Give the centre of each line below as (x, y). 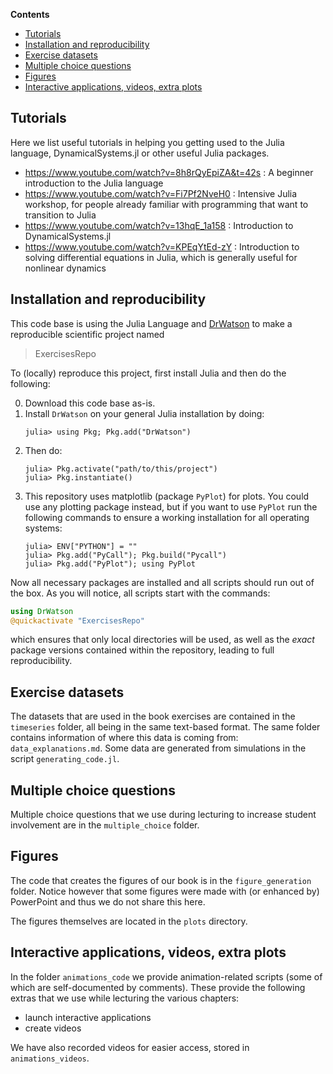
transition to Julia (60, 215)
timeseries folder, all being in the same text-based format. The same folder (165, 727)
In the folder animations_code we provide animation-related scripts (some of (166, 976)
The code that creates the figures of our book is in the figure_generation (161, 880)
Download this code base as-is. (90, 403)
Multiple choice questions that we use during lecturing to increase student (163, 814)
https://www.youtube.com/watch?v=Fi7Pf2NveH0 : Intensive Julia (161, 193)
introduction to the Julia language (94, 183)
